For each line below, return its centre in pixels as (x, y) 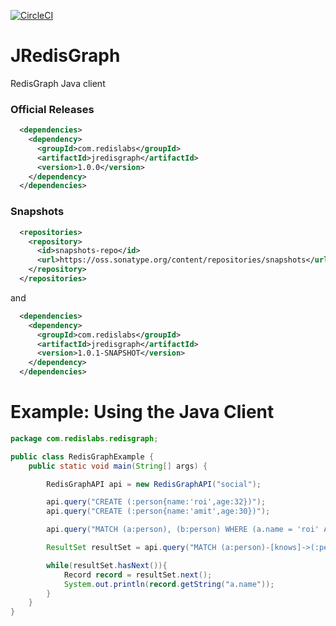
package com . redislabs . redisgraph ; (84, 438)
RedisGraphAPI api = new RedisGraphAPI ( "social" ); (154, 484)
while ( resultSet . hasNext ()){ (107, 565)
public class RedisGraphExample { (82, 456)
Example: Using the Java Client (142, 412)
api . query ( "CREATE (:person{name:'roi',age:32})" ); (156, 502)
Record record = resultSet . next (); (138, 575)
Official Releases (52, 109)
